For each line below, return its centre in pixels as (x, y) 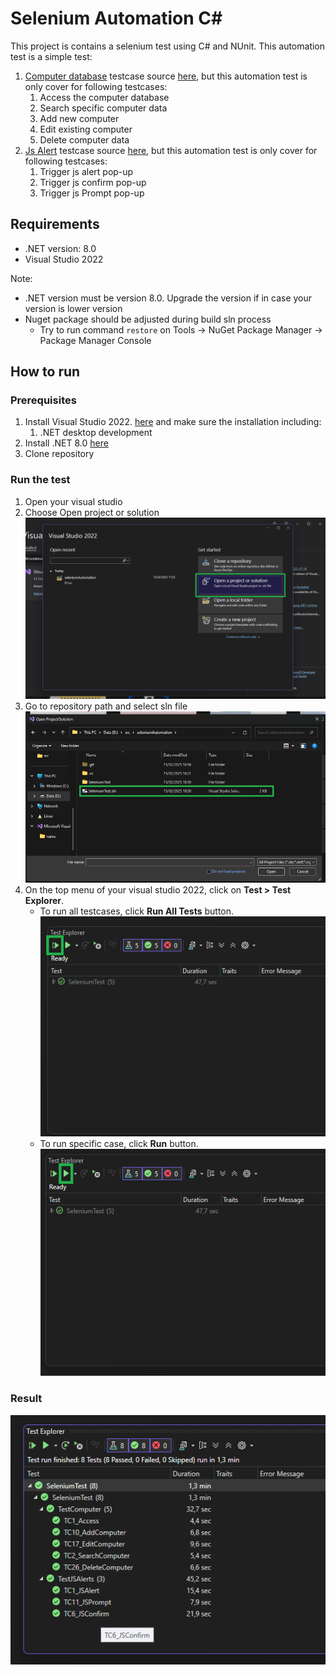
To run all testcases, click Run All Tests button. (137, 911)
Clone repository (59, 454)
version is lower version (73, 308)
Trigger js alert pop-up (86, 171)
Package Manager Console (95, 340)
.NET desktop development (96, 433)
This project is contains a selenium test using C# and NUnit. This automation (168, 46)
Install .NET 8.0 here (66, 443)
